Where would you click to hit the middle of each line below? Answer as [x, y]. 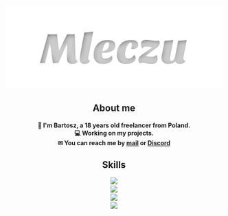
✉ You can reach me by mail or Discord [114, 143]
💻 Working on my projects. [114, 133]
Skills [114, 165]
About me [114, 108]
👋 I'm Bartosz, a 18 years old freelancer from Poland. [114, 125]
